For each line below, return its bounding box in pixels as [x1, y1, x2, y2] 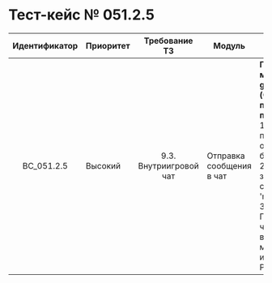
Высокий [85, 160, 121, 171]
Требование [143, 35, 193, 46]
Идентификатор [12, 40, 79, 51]
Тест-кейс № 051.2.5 [8, 6, 155, 24]
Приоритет [85, 40, 131, 51]
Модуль [213, 40, 245, 51]
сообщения [206, 160, 253, 171]
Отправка [206, 150, 245, 161]
